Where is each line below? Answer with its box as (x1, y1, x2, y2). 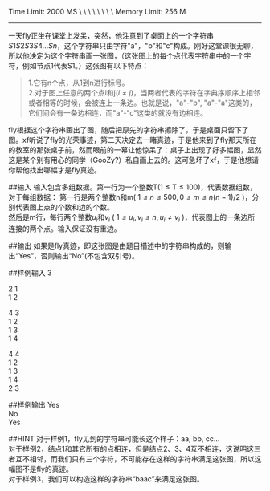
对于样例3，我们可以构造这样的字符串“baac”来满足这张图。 (8, 473, 205, 484)
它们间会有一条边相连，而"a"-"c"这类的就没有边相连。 (27, 108, 207, 117)
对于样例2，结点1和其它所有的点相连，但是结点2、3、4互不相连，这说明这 (8, 444, 255, 453)
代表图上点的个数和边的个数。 (14, 202, 114, 212)
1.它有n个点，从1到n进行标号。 (27, 78, 129, 87)
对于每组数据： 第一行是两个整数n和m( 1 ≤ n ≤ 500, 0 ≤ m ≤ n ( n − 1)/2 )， (8, 193, 252, 201)
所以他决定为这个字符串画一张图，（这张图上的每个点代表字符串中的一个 (8, 51, 244, 60)
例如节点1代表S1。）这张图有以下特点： (22, 61, 149, 71)
